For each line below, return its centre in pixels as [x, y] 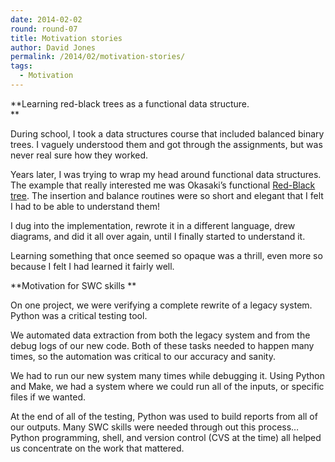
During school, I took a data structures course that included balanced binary [167, 133]
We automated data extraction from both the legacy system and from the [160, 335]
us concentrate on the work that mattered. [97, 448]
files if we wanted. [48, 397]
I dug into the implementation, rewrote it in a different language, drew [153, 225]
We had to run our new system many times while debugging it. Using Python [168, 375]
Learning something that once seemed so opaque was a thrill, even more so [166, 255]
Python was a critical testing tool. [79, 315]
